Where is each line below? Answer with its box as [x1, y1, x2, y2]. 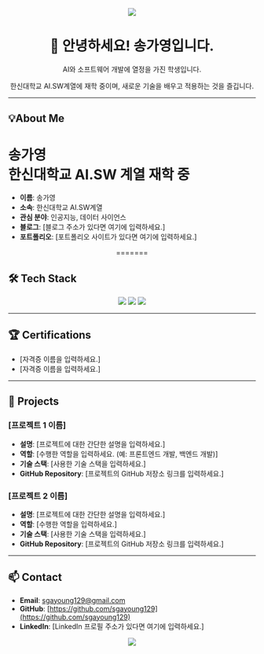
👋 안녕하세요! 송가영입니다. [49, 37, 214, 55]
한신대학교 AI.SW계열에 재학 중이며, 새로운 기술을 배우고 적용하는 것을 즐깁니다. [10, 81, 254, 90]
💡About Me [8, 112, 65, 125]
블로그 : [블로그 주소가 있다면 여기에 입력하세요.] [19, 222, 166, 232]
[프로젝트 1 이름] [8, 420, 67, 431]
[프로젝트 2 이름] [8, 490, 68, 502]
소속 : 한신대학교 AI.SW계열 [19, 203, 103, 212]
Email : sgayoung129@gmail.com [19, 595, 126, 604]
